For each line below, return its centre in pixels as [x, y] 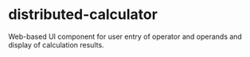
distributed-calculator [83, 15]
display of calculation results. [57, 44]
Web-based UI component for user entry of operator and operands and [125, 36]
